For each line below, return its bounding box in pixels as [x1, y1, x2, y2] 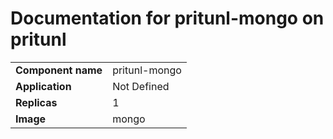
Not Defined [112, 79, 170, 93]
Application [15, 79, 72, 93]
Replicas [15, 95, 58, 109]
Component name [15, 63, 103, 77]
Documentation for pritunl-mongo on [10, 7, 325, 30]
